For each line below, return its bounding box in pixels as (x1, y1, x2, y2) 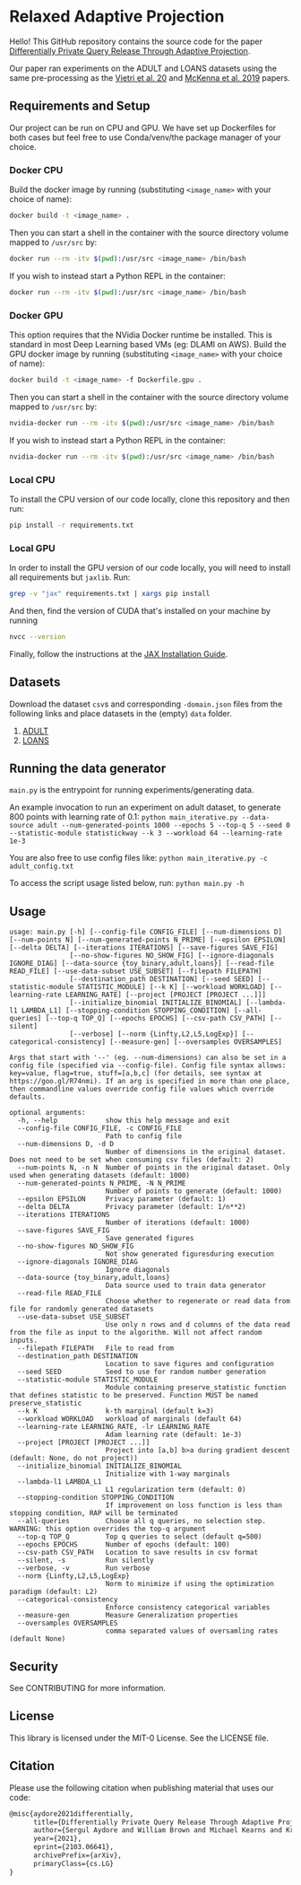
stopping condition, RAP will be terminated (9, 1509, 178, 1518)
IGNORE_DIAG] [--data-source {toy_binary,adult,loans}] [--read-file (9, 959, 275, 969)
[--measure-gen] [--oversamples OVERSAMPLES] (108, 1038, 282, 1047)
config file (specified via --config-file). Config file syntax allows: (9, 1061, 287, 1070)
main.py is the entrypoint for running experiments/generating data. (9, 785, 254, 795)
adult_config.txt (9, 862, 74, 872)
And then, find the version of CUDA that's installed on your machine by (9, 605, 271, 616)
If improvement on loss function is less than (105, 1501, 282, 1510)
